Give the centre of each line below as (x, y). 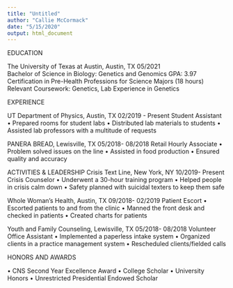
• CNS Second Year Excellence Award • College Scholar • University (106, 271)
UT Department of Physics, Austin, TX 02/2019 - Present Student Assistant (115, 116)
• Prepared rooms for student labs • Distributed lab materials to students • (114, 123)
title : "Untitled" (34, 14)
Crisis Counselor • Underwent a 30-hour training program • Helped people (115, 180)
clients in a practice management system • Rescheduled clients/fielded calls (116, 244)
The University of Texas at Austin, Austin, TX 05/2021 (84, 66)
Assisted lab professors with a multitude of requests (82, 130)
